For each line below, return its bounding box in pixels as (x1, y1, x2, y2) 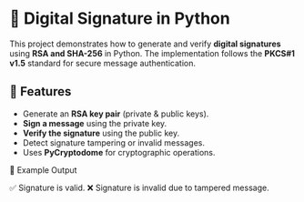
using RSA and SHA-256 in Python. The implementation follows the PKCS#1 (9, 47, 296, 58)
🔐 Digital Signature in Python (9, 8, 230, 29)
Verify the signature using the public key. (22, 127, 180, 138)
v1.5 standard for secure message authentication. (9, 57, 196, 68)
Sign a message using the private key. (22, 117, 167, 128)
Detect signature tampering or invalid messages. (22, 136, 206, 148)
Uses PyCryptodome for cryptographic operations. (22, 146, 216, 157)
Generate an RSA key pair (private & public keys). (22, 108, 209, 119)
